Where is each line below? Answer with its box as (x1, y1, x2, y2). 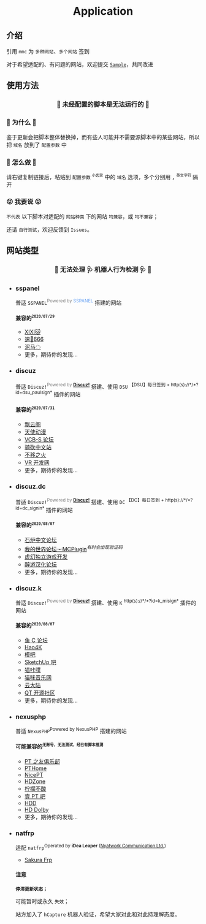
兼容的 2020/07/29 (15, 314, 55, 321)
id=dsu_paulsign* (15, 389, 53, 396)
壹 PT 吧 (24, 792, 46, 800)
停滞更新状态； (15, 886, 48, 892)
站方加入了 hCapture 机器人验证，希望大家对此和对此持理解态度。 (15, 911, 180, 918)
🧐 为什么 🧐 (6, 118, 37, 127)
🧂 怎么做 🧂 (6, 158, 37, 166)
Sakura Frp (24, 856, 53, 863)
